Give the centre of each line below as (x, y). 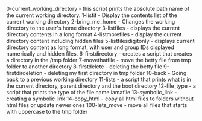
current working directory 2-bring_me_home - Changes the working (91, 21)
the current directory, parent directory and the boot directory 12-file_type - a (101, 86)
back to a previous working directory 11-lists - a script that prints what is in (99, 79)
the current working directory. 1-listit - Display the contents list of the (92, 15)
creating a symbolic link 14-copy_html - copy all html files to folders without (100, 99)
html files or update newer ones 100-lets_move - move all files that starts (97, 105)
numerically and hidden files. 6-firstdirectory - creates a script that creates (99, 54)
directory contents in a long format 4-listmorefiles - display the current (94, 34)
